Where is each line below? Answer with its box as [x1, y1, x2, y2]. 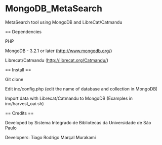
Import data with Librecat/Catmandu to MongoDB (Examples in [5, 95, 133, 101]
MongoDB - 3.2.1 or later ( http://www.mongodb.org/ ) [5, 48, 112, 54]
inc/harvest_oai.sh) [5, 100, 44, 106]
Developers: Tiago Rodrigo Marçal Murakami [5, 134, 96, 140]
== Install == [5, 67, 31, 73]
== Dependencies [5, 29, 42, 34]
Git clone [5, 76, 24, 82]
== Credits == [5, 110, 34, 116]
